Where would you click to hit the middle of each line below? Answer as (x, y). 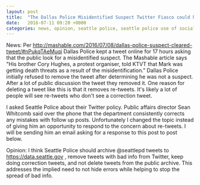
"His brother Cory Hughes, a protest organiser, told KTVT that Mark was (95, 64)
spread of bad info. (30, 175)
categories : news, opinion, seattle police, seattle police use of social (101, 28)
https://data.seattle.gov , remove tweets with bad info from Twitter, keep (95, 157)
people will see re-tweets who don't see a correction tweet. (79, 96)
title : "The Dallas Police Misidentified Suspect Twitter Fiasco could (98, 17)
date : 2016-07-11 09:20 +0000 (46, 23)
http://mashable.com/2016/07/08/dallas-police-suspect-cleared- (112, 45)
